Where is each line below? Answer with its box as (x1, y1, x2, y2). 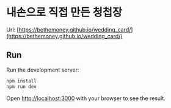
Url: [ (6, 25, 20, 33)
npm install (6, 78, 37, 84)
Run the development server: (6, 66, 79, 73)
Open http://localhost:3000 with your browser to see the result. (6, 95, 166, 102)
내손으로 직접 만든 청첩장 (6, 5, 123, 19)
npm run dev (6, 83, 37, 90)
